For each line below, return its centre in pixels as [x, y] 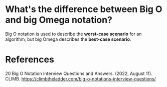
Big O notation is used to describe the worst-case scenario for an [73, 34]
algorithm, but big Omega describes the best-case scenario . [68, 39]
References [30, 60]
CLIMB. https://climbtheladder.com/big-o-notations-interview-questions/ [81, 78]
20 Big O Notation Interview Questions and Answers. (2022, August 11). [79, 73]
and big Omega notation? [59, 20]
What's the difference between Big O [84, 9]
